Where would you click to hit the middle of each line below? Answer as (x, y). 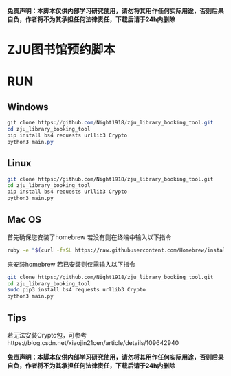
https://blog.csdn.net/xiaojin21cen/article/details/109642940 (93, 343)
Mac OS (24, 220)
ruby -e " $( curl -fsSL (40, 250)
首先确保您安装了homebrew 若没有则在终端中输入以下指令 (89, 237)
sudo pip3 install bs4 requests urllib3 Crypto (77, 290)
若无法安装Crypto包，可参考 (47, 335)
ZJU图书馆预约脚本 (61, 50)
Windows (28, 107)
